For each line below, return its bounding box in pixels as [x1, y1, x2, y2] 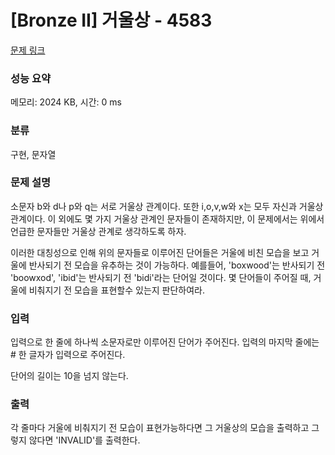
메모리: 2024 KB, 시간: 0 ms [10, 96, 122, 108]
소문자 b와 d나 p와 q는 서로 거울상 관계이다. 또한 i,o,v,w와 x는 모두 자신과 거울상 [10, 200, 324, 212]
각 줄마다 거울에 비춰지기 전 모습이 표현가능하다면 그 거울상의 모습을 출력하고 [10, 422, 310, 434]
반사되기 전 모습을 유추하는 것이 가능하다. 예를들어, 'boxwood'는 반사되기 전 [28, 259, 326, 271]
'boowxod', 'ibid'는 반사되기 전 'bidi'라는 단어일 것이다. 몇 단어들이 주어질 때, [10, 271, 312, 283]
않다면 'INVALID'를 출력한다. [28, 434, 141, 446]
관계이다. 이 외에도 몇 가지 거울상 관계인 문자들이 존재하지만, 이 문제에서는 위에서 [10, 212, 325, 225]
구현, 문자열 [10, 148, 57, 160]
